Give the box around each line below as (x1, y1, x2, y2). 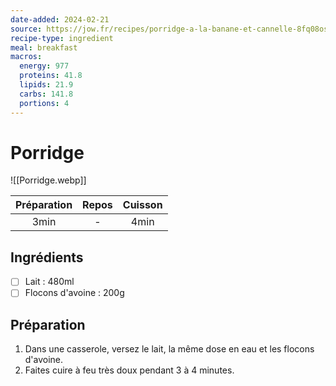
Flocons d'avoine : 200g (24, 287, 125, 299)
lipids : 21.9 (19, 80, 74, 90)
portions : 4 (19, 98, 70, 108)
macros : (10, 52, 43, 62)
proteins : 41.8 (19, 71, 83, 81)
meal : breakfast (10, 42, 78, 53)
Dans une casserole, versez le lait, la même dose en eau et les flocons (24, 343, 315, 355)
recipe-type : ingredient (10, 33, 114, 43)
